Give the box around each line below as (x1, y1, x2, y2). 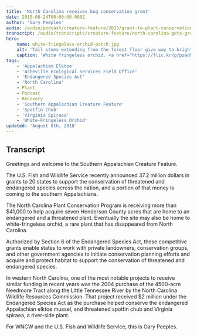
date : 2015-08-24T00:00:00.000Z (6, 14, 85, 20)
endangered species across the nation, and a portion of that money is (6, 184, 174, 191)
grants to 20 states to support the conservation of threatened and (6, 178, 165, 185)
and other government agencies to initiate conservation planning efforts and (6, 250, 191, 257)
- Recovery (16, 96, 43, 101)
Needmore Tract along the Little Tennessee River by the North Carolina (6, 287, 178, 294)
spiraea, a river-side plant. (6, 311, 70, 318)
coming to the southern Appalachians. (6, 190, 98, 197)
